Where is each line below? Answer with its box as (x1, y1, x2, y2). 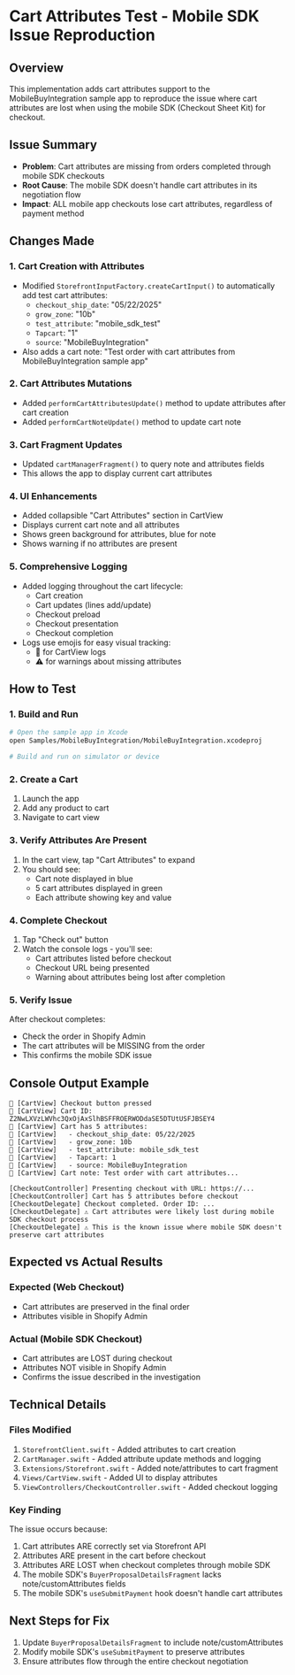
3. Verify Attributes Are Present (9, 834, 147, 847)
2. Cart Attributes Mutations (9, 378, 132, 390)
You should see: (21, 864, 81, 874)
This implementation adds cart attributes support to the (9, 84, 210, 94)
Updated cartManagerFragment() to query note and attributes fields (21, 458, 265, 470)
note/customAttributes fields (21, 1578, 126, 1589)
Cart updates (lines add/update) (34, 599, 152, 610)
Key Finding (9, 1503, 62, 1516)
